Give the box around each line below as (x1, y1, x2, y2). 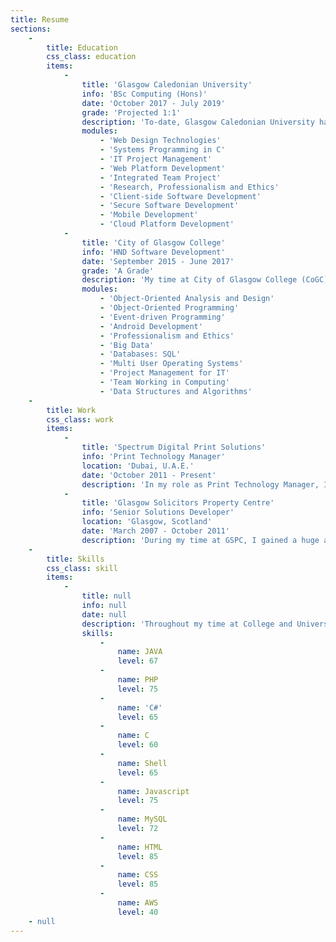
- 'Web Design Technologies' (99, 136, 222, 146)
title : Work (46, 405, 97, 415)
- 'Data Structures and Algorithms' (99, 386, 253, 396)
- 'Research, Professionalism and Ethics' (99, 182, 280, 192)
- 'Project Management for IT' (99, 368, 230, 378)
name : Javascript (117, 786, 190, 796)
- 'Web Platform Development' (99, 163, 226, 173)
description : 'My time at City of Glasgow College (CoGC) (81, 275, 329, 285)
